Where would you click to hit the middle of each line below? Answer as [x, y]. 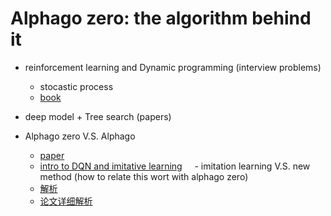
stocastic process [76, 86]
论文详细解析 [66, 201]
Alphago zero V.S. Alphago [80, 136]
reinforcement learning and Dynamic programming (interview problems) [173, 67]
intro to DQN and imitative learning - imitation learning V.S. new [175, 166]
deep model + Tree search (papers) [98, 116]
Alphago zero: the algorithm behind [161, 18]
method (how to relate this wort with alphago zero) [144, 176]
